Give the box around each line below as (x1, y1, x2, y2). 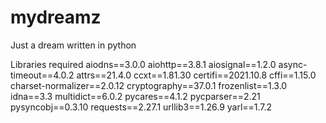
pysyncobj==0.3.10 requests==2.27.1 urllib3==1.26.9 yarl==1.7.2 (10, 101, 273, 113)
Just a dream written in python (10, 39, 137, 51)
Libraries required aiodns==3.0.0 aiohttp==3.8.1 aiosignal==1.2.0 (10, 58, 277, 70)
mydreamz (10, 6, 102, 29)
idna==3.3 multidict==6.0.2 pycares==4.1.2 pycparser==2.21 (10, 90, 261, 102)
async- (278, 58, 308, 70)
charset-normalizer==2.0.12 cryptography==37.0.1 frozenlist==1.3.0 (10, 79, 288, 91)
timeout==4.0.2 (10, 69, 75, 81)
